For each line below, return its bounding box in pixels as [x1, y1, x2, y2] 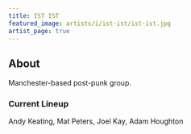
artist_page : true [8, 27, 70, 35]
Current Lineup [8, 98, 69, 110]
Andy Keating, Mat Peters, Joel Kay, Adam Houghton [8, 116, 184, 126]
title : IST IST [8, 11, 60, 20]
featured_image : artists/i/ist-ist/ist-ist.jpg [8, 19, 172, 27]
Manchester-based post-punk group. [8, 78, 131, 88]
